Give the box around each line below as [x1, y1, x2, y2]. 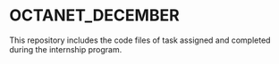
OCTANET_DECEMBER [9, 5, 181, 26]
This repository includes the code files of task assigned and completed [9, 35, 271, 45]
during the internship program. [9, 44, 123, 54]
